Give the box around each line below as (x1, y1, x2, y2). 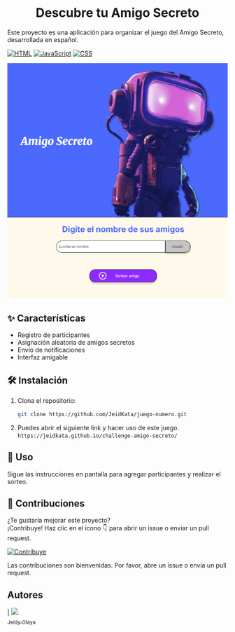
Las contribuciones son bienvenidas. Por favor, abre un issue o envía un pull (7, 561, 227, 570)
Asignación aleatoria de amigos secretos (17, 338, 135, 347)
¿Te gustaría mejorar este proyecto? (7, 516, 111, 525)
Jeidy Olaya (7, 619, 36, 626)
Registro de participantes (17, 331, 91, 339)
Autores (7, 589, 43, 600)
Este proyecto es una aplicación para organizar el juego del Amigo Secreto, (7, 28, 225, 36)
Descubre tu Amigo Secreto (35, 5, 200, 21)
